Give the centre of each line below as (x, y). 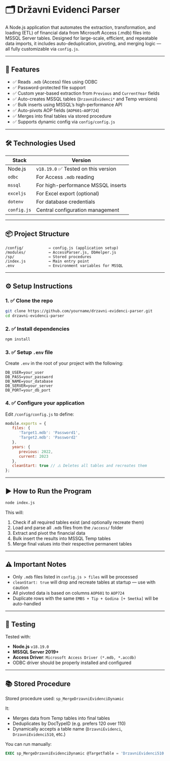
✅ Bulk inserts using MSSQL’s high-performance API (67, 104)
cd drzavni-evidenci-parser (35, 316)
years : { (21, 447)
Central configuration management (78, 210)
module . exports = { (26, 423)
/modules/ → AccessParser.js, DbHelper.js (61, 252)
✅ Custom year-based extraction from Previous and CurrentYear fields (86, 93)
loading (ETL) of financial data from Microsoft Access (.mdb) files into (78, 32)
